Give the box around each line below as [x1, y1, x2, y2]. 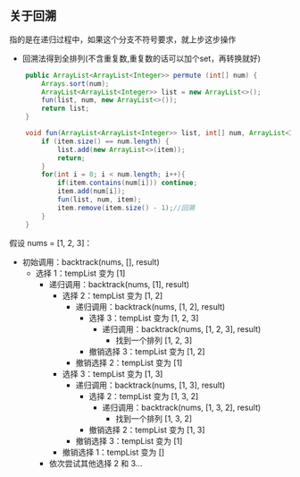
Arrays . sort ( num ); [41, 79, 110, 88]
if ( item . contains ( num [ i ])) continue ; [56, 178, 198, 188]
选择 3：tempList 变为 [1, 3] [62, 368, 163, 379]
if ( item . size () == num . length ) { [41, 137, 170, 146]
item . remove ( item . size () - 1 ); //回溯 [56, 203, 195, 212]
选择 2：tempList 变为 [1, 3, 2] [88, 390, 199, 401]
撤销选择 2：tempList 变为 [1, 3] [88, 424, 205, 435]
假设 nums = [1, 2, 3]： [9, 237, 93, 248]
